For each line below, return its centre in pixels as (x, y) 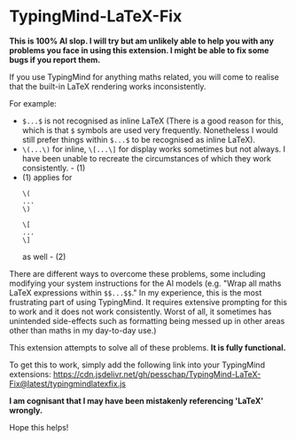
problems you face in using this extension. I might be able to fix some (139, 50)
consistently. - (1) (54, 168)
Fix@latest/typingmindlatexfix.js (68, 383)
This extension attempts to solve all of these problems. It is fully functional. (148, 347)
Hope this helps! (39, 427)
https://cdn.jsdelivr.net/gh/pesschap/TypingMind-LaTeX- (157, 374)
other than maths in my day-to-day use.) (83, 330)
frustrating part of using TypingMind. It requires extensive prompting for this (148, 302)
